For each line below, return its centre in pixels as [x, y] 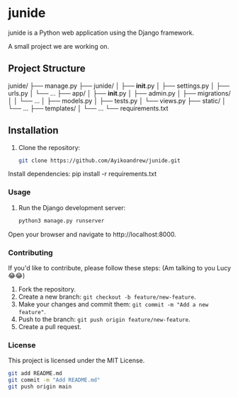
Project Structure [47, 69]
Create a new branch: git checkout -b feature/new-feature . [107, 297]
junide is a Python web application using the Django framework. [101, 33]
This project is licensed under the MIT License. [76, 361]
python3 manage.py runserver [61, 221]
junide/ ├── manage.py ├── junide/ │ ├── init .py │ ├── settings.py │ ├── [119, 86]
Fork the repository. [47, 289]
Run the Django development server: [72, 207]
